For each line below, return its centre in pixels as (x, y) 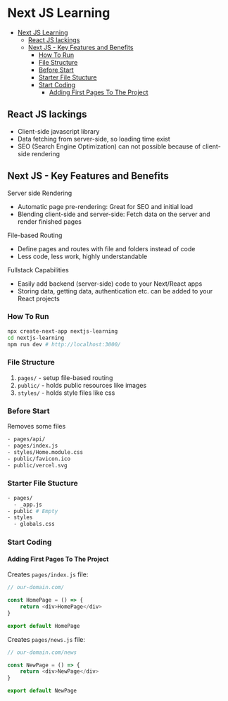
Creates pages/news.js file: (46, 639)
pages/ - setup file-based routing (65, 377)
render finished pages (50, 221)
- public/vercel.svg (38, 465)
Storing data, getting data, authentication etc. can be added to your (115, 291)
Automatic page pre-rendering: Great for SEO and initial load (105, 206)
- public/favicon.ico (39, 459)
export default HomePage (44, 626)
